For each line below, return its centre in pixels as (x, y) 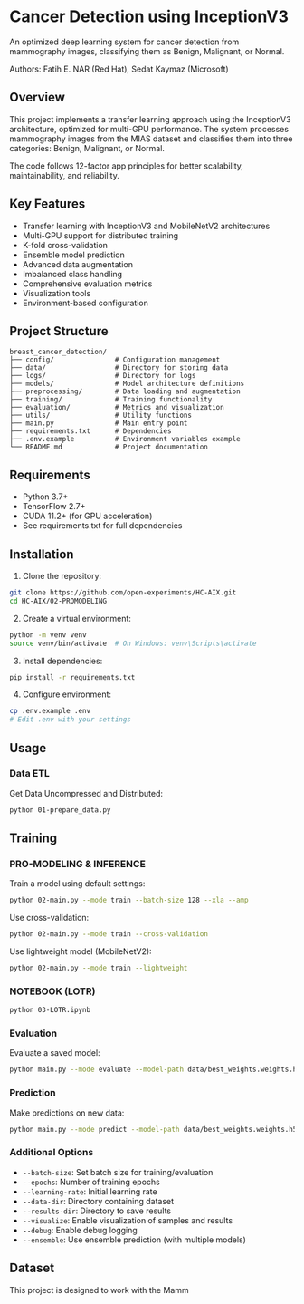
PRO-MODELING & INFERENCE (78, 864)
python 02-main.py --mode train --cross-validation (109, 934)
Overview (38, 97)
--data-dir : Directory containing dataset (98, 1201)
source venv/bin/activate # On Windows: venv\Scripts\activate (133, 643)
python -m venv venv (48, 635)
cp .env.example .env (50, 711)
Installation (42, 554)
